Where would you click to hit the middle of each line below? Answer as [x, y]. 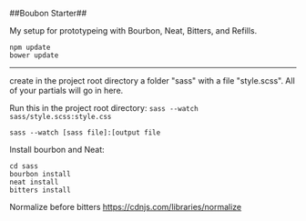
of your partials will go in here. [66, 90]
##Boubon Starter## [48, 13]
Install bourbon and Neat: [57, 150]
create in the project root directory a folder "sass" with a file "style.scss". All [153, 80]
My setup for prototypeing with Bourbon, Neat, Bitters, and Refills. [133, 30]
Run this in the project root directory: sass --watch [104, 108]
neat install [34, 182]
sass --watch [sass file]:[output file [85, 133]
